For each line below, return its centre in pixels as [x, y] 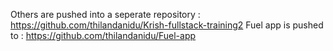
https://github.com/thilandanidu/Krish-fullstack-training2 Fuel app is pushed [167, 25]
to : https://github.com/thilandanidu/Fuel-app [103, 35]
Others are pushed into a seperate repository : [105, 14]
